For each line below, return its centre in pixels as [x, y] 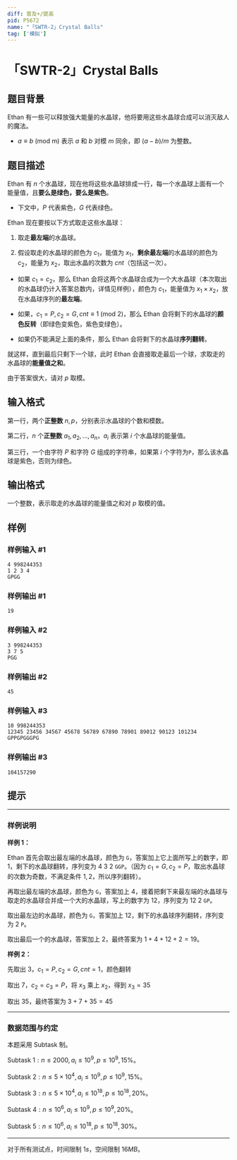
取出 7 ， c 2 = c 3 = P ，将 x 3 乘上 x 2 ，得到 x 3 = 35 [79, 986]
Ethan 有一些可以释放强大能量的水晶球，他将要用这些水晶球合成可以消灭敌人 [119, 117]
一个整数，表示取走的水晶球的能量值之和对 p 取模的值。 [88, 503]
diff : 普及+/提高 [31, 14]
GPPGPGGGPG [23, 739]
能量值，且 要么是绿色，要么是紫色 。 [60, 193]
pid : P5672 [23, 20]
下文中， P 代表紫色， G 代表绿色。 [67, 208]
